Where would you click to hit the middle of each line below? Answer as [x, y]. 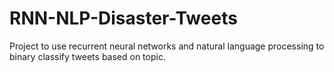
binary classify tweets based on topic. [87, 56]
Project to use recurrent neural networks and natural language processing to [167, 46]
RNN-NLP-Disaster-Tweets [123, 18]
